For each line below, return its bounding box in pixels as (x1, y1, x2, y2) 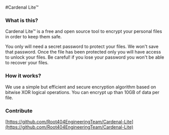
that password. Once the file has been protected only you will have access (5, 49, 161, 55)
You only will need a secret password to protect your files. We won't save (5, 43, 159, 50)
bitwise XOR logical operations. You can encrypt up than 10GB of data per (5, 89, 160, 95)
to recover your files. (5, 60, 49, 66)
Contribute (5, 107, 33, 114)
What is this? (5, 17, 38, 24)
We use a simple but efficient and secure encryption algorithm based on (5, 83, 156, 90)
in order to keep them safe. (5, 34, 62, 40)
